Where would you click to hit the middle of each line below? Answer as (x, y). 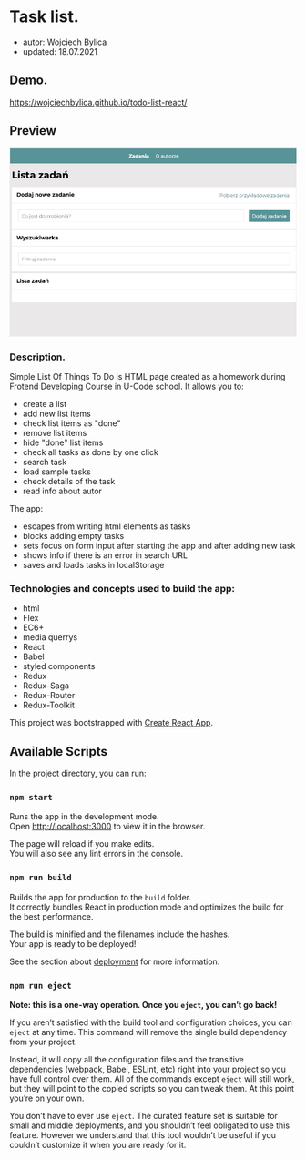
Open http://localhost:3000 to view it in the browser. (107, 827)
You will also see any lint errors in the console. (97, 854)
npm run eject (41, 986)
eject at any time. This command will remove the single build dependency (148, 1032)
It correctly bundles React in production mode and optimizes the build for (147, 907)
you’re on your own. (47, 1098)
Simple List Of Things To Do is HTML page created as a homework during (148, 376)
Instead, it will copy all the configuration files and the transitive (127, 1059)
